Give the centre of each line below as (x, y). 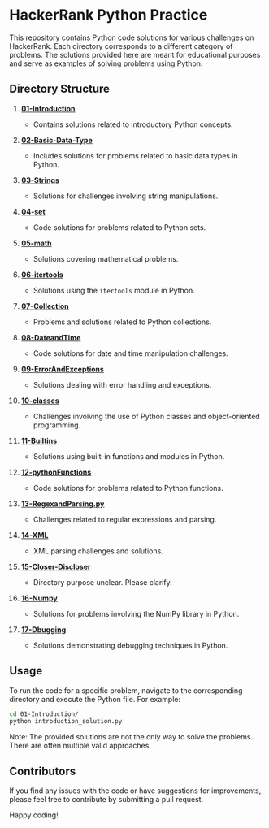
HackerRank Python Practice (108, 15)
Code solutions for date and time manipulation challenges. (130, 353)
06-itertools (42, 275)
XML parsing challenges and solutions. (98, 551)
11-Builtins (39, 440)
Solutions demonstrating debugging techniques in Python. (130, 645)
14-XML (35, 535)
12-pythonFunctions (56, 472)
